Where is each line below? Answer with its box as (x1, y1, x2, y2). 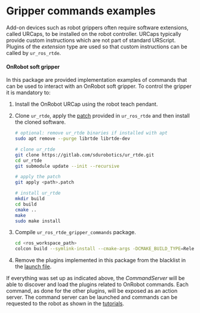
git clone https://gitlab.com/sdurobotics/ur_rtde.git (14, 152, 155, 158)
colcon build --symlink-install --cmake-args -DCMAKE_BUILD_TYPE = (14, 246, 184, 252)
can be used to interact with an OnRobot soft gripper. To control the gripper (6, 82, 192, 90)
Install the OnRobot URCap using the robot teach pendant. (14, 100, 158, 108)
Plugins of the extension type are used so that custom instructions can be (6, 43, 188, 50)
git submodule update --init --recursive (14, 163, 120, 169)
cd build (14, 201, 37, 207)
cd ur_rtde (14, 157, 42, 164)
